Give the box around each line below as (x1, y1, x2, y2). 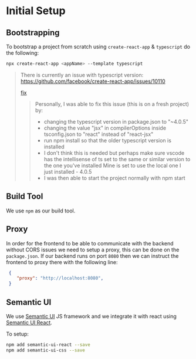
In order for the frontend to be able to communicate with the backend (6, 240, 174, 247)
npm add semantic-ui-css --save (6, 347, 85, 353)
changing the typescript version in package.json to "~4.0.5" (43, 118, 189, 125)
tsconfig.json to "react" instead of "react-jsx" (43, 131, 154, 138)
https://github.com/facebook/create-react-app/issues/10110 (20, 78, 165, 85)
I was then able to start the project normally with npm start (43, 174, 186, 181)
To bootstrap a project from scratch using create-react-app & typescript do (6, 43, 191, 50)
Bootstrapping (6, 28, 60, 38)
